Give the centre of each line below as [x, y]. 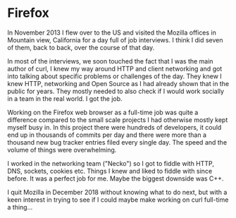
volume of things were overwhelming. [62, 150]
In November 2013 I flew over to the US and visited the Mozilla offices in [112, 32]
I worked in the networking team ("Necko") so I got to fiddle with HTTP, [111, 163]
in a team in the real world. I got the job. [65, 98]
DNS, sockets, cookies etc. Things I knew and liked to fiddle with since [110, 171]
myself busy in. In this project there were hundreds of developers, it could [114, 127]
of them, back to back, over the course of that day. [81, 47]
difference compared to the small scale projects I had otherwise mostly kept [118, 120]
